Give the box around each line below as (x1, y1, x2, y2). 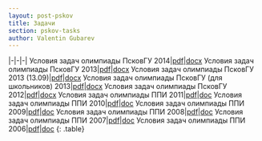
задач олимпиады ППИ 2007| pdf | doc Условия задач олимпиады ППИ (8, 115, 246, 125)
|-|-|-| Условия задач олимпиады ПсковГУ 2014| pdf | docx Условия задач (8, 56, 255, 66)
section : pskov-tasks (8, 26, 81, 34)
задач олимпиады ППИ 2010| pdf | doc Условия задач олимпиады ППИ (8, 99, 245, 108)
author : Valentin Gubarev (8, 34, 95, 42)
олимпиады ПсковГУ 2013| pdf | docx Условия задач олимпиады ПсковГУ (8, 65, 254, 75)
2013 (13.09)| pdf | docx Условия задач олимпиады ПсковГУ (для (8, 73, 223, 83)
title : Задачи (8, 19, 56, 27)
